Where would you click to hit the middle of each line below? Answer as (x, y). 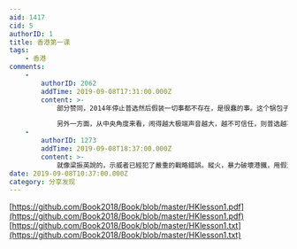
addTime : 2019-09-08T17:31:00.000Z (107, 91)
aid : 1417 (27, 17)
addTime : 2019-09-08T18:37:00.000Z (107, 149)
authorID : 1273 (69, 141)
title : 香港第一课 (40, 42)
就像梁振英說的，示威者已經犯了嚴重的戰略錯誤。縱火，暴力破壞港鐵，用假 (171, 165)
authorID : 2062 (69, 83)
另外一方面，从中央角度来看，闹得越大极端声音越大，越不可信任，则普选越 (171, 124)
